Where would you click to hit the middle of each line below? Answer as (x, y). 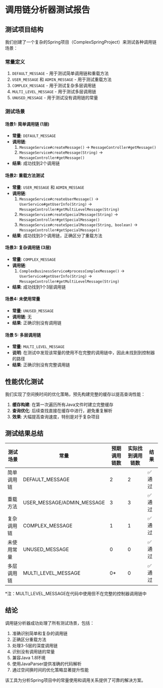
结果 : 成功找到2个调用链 (36, 163)
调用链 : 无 (22, 317)
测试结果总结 (24, 433)
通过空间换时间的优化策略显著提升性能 (50, 670)
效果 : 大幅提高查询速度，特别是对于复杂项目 (56, 417)
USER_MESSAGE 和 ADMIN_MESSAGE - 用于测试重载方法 (62, 79)
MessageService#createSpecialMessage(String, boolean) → (79, 225)
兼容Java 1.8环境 (29, 657)
